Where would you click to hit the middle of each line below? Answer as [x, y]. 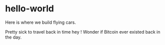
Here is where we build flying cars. [41, 22]
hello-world [30, 9]
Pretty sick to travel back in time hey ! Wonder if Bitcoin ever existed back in [83, 32]
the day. [13, 37]
